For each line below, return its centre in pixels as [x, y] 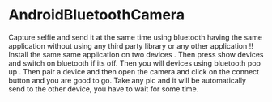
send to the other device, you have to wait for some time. [104, 89]
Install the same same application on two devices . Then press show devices [136, 54]
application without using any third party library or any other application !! [131, 45]
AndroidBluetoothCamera [96, 15]
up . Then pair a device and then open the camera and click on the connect [134, 71]
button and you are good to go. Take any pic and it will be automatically [127, 80]
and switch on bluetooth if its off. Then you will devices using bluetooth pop [135, 63]
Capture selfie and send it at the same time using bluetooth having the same [136, 37]
